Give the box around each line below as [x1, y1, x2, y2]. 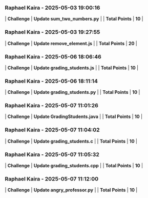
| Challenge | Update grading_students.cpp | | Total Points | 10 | [5, 163, 143, 169]
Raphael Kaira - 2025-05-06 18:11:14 [5, 77, 98, 85]
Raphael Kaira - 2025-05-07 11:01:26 [5, 102, 98, 109]
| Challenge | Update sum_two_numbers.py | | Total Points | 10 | [5, 16, 144, 22]
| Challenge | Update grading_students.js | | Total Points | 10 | [5, 65, 139, 71]
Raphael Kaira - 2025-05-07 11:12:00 [5, 175, 99, 182]
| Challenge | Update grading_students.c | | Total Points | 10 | [5, 138, 138, 144]
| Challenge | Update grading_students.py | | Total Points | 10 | [5, 89, 140, 95]
